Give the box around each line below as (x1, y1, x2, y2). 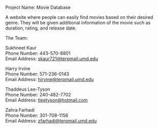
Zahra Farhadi (5, 107, 35, 113)
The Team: (5, 35, 28, 41)
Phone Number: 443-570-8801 (5, 50, 71, 56)
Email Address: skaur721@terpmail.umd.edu (5, 56, 98, 62)
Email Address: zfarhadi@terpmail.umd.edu (5, 118, 97, 124)
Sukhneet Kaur (5, 45, 37, 50)
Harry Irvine (5, 66, 31, 71)
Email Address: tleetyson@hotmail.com (5, 97, 88, 103)
